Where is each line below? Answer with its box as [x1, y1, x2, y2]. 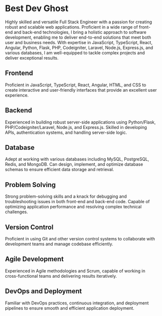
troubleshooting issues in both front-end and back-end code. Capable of [5, 199, 150, 205]
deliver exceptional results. [5, 55, 59, 61]
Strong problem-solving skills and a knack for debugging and [5, 193, 127, 199]
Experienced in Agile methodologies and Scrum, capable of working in [5, 268, 146, 274]
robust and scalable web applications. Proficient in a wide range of [5, 24, 138, 30]
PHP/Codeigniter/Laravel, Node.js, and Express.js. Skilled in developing [5, 124, 147, 130]
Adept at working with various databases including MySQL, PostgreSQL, [5, 156, 149, 162]
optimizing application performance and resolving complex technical [5, 204, 142, 210]
